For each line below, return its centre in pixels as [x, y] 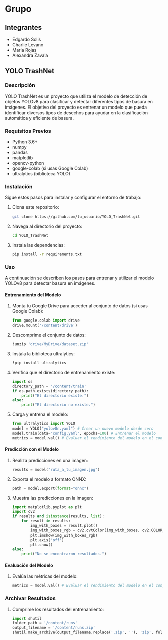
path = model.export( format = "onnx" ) [50, 488]
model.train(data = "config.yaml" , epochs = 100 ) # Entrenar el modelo [84, 433]
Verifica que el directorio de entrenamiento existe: [64, 372]
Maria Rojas [24, 50]
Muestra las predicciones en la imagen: [53, 498]
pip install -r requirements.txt [47, 254]
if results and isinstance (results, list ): [58, 516]
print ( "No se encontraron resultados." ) [64, 554]
